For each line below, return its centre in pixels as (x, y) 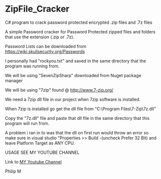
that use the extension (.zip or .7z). (40, 37)
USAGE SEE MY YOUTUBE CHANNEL (42, 152)
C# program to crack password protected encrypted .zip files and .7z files (79, 22)
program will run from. (27, 123)
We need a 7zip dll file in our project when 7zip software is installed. (73, 99)
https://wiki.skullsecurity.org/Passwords (45, 51)
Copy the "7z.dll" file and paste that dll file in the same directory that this (77, 118)
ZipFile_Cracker (37, 9)
